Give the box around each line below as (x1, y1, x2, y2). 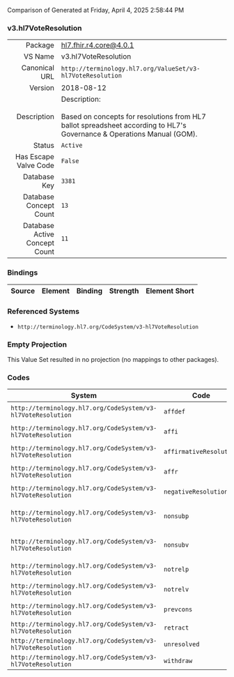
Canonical (21, 63, 54, 73)
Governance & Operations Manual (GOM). (61, 129, 198, 139)
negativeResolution (163, 488, 228, 496)
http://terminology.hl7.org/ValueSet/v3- (61, 65, 201, 73)
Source (10, 286, 36, 296)
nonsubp (163, 512, 189, 520)
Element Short (146, 286, 194, 296)
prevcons (163, 606, 193, 614)
